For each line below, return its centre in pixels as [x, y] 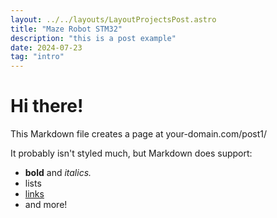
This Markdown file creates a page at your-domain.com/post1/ [138, 134]
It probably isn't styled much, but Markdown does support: [131, 153]
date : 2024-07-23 [46, 47]
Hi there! [47, 106]
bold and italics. [58, 173]
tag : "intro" [37, 57]
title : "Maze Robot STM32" [66, 29]
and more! [46, 205]
